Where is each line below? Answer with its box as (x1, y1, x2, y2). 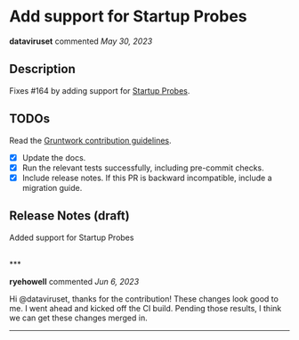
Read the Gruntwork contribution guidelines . (9, 135, 172, 145)
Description (9, 62, 76, 77)
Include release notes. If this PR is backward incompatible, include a (21, 172, 273, 183)
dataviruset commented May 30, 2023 (9, 36, 153, 46)
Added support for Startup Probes (9, 232, 134, 243)
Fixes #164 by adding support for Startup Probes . (9, 85, 190, 95)
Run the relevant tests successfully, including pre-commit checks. (21, 162, 264, 173)
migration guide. (21, 182, 83, 193)
